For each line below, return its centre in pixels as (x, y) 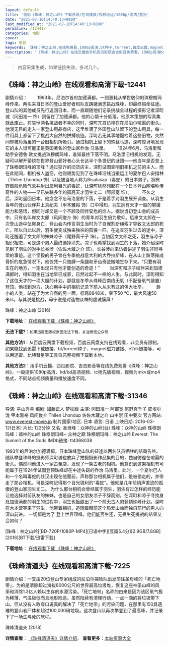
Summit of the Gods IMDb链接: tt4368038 (49, 441)
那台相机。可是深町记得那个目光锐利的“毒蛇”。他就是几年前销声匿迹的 (87, 483)
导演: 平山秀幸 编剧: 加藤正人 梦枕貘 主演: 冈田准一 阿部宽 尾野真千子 (76, 409)
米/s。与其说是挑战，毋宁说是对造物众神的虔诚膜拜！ (60, 300)
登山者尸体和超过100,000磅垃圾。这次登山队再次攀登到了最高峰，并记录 (89, 610)
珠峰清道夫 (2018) (23, 627)
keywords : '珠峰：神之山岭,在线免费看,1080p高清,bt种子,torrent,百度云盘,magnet (84, 47)
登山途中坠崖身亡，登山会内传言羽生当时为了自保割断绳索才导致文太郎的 (84, 224)
